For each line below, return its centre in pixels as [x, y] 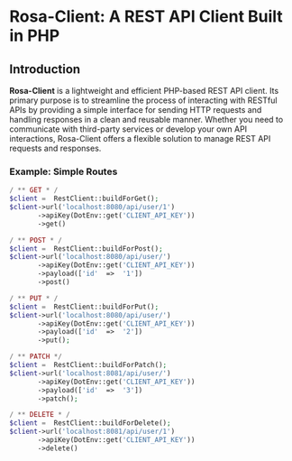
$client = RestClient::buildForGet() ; [84, 199]
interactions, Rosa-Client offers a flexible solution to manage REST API [140, 138]
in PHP [35, 36]
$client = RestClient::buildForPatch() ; [88, 365]
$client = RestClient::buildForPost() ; [87, 249]
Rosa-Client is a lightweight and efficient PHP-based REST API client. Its [144, 91]
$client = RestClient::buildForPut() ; [84, 307]
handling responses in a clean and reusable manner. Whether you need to [146, 120]
